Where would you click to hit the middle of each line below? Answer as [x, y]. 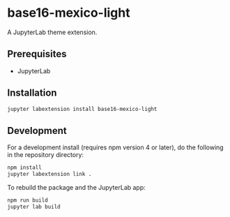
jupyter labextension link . [49, 174]
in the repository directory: [46, 155]
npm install [24, 168]
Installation [32, 93]
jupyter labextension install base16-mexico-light [82, 109]
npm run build [28, 200]
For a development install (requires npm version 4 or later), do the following [116, 147]
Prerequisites [37, 54]
